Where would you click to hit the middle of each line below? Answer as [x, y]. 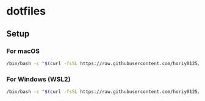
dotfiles [26, 11]
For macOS [23, 51]
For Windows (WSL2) [38, 79]
